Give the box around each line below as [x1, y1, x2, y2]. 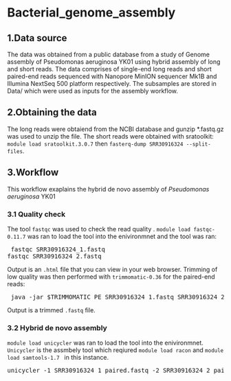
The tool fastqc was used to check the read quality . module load [7, 224, 191, 233]
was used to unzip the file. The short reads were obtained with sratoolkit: [7, 132, 214, 140]
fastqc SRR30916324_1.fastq [10, 245, 105, 253]
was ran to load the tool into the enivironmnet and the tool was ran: [27, 232, 217, 240]
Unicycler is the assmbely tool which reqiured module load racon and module [7, 346, 224, 354]
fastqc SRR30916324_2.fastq [7, 252, 102, 260]
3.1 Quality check [7, 209, 66, 219]
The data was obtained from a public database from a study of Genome [7, 50, 210, 58]
